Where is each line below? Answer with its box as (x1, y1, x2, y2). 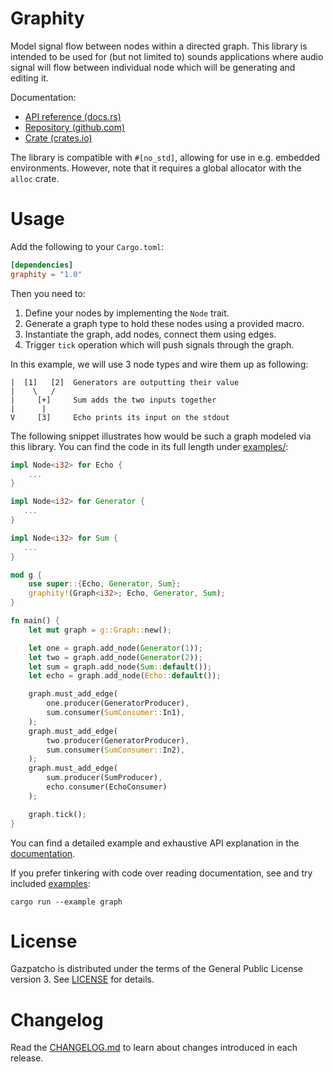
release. (10, 1052, 44, 1064)
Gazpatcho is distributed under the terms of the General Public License (10, 963, 303, 975)
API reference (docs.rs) (24, 110, 122, 122)
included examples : (10, 877, 91, 889)
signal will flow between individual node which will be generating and (10, 61, 296, 73)
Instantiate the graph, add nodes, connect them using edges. (24, 328, 277, 340)
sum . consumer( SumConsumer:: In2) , (46, 745, 186, 755)
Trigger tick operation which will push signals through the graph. (24, 338, 295, 351)
